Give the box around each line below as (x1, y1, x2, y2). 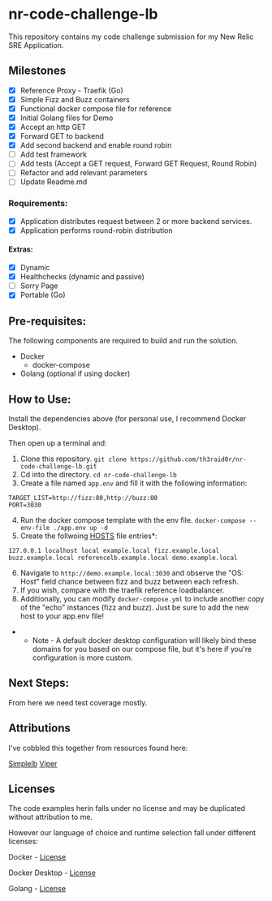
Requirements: (8, 198, 68, 209)
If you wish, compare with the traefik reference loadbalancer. (19, 585, 225, 595)
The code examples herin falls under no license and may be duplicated (8, 804, 246, 813)
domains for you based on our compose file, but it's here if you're (32, 644, 253, 653)
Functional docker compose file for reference (19, 103, 172, 114)
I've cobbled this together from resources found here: (8, 743, 188, 752)
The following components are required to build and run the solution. (8, 336, 238, 346)
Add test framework (19, 149, 88, 159)
